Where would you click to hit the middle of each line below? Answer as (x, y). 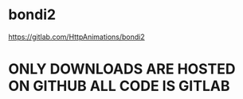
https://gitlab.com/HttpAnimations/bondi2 (76, 37)
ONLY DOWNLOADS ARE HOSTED (122, 69)
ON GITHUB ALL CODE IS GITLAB (119, 86)
